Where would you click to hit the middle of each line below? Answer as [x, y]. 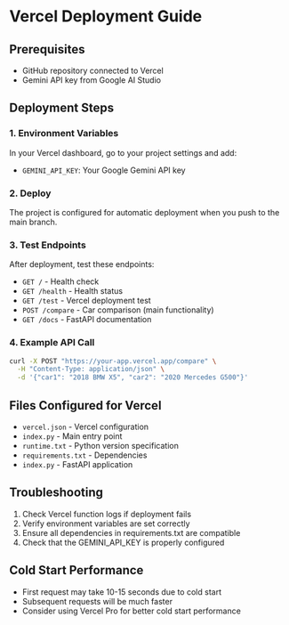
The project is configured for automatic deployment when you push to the [144, 212]
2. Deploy [30, 193]
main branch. [33, 222]
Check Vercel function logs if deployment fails [107, 514]
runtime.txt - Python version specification [100, 446]
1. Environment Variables [64, 134]
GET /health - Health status [72, 291]
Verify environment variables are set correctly [106, 524]
